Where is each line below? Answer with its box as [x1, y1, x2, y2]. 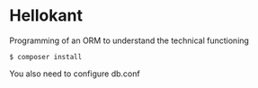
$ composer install [9, 52, 83, 61]
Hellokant [9, 5, 84, 26]
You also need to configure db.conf [9, 68, 141, 79]
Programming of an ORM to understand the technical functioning [9, 35, 250, 46]
